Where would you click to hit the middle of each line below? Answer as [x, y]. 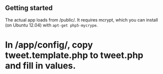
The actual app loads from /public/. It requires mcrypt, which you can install [81, 20]
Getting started [29, 8]
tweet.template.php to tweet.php [74, 55]
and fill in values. [41, 66]
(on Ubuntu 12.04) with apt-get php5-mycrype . [52, 25]
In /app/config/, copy [49, 45]
